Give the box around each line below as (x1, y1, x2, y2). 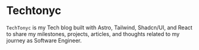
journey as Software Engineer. (6, 37, 82, 44)
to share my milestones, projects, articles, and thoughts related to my (6, 30, 180, 37)
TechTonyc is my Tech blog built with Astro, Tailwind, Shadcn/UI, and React (6, 24, 193, 31)
